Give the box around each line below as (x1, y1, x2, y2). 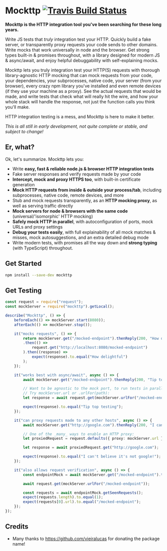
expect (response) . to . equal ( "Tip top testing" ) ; (23, 404, 123, 409)
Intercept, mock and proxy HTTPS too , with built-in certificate (12, 176, 141, 182)
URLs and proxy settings (12, 224, 63, 230)
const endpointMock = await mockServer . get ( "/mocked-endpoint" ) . (23, 472, 162, 477)
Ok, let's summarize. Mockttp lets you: (5, 156, 84, 162)
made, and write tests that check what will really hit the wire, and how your (5, 93, 159, 99)
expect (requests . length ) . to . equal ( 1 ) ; (23, 495, 103, 500)
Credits (5, 522, 29, 531)
